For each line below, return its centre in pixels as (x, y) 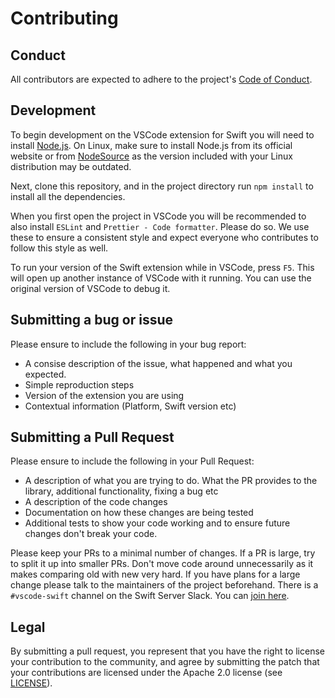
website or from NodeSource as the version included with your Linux (151, 156)
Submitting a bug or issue (91, 320)
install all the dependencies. (68, 196)
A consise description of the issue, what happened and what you (158, 363)
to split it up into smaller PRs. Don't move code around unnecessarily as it (162, 564)
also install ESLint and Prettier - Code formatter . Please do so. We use (160, 226)
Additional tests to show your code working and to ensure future (157, 523)
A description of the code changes (96, 502)
